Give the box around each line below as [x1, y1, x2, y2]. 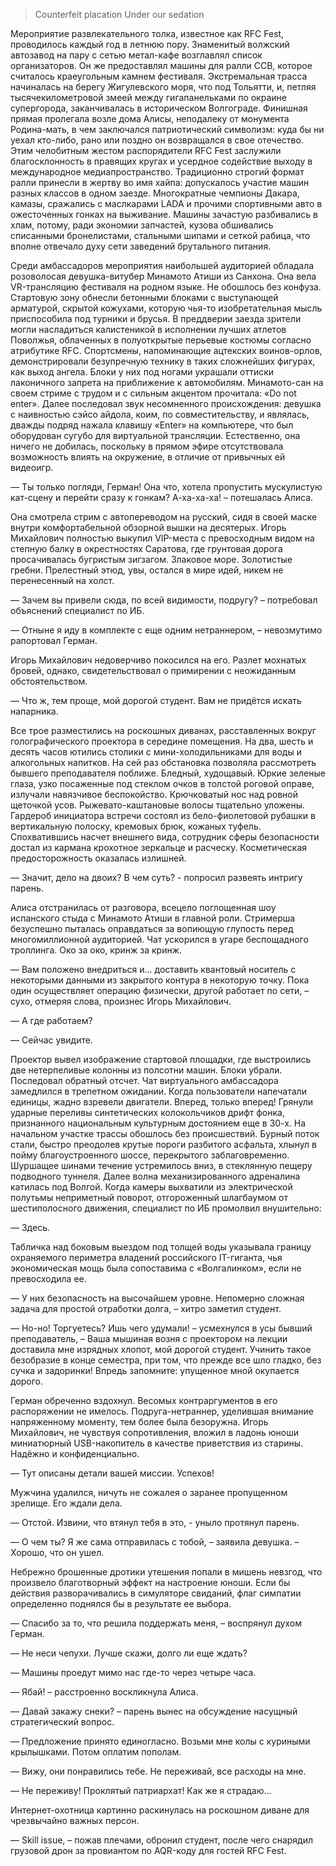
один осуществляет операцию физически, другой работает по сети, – [10, 985, 310, 996]
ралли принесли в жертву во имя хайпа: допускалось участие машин [10, 177, 310, 188]
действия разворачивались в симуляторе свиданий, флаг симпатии [10, 1587, 302, 1599]
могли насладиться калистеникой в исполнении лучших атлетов [10, 324, 287, 335]
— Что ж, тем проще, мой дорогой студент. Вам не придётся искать [10, 695, 302, 706]
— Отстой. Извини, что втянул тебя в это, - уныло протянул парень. [10, 1517, 300, 1528]
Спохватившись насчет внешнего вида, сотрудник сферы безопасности [10, 831, 320, 843]
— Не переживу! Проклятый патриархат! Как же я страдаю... [10, 1785, 272, 1796]
